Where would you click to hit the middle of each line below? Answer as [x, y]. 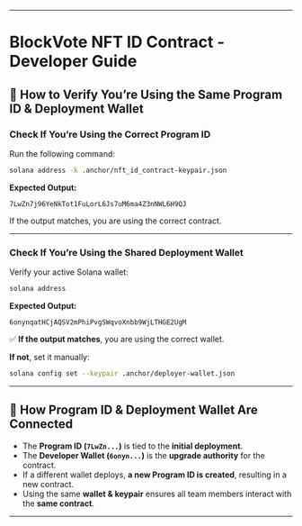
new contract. [48, 484]
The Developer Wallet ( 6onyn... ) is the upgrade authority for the [143, 455]
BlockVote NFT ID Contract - [117, 42]
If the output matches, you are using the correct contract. [115, 221]
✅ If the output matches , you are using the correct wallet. [117, 339]
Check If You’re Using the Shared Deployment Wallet [127, 252]
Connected [41, 424]
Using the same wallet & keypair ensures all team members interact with [157, 494]
